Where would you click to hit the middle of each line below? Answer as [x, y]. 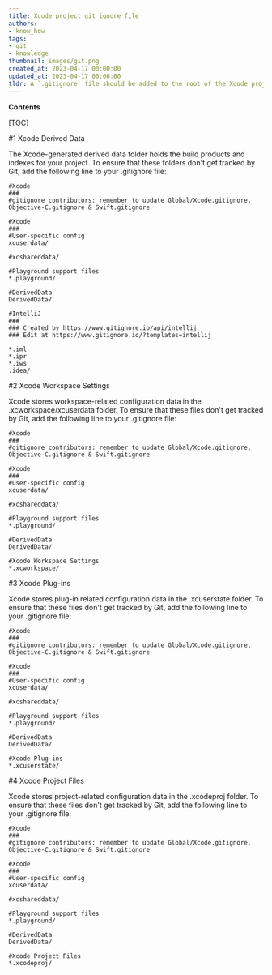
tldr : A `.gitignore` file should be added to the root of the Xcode [128, 83]
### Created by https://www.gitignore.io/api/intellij [103, 328]
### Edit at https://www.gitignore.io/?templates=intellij [110, 335]
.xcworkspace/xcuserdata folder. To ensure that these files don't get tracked [136, 409]
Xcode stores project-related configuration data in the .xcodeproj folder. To [134, 796]
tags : [17, 38]
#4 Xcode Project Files [47, 780]
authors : [23, 24]
